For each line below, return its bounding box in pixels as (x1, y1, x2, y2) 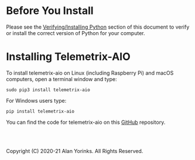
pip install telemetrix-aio (6, 108, 75, 114)
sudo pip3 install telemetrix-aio (6, 86, 91, 93)
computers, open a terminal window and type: (6, 75, 117, 82)
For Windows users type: (6, 97, 67, 104)
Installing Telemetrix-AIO (6, 50, 131, 64)
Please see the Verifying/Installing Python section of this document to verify (6, 23, 190, 30)
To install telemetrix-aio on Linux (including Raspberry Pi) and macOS (6, 69, 174, 76)
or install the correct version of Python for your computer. (6, 29, 145, 36)
